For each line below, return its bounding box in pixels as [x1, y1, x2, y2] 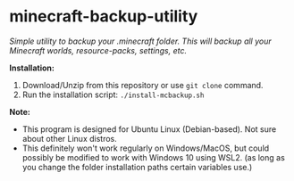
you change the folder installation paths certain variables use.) [21, 161, 253, 172]
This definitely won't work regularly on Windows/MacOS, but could [21, 143, 270, 153]
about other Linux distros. [21, 133, 118, 144]
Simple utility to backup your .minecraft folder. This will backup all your [9, 36, 273, 46]
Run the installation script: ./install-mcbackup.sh [21, 89, 205, 100]
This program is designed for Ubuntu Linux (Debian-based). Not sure [21, 123, 277, 135]
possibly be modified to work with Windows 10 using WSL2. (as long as [21, 152, 286, 162]
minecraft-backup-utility [9, 6, 198, 27]
